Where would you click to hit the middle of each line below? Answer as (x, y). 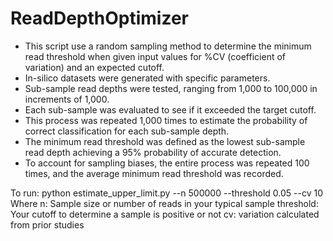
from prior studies (47, 224)
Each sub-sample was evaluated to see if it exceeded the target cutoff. (170, 109)
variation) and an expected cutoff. (94, 67)
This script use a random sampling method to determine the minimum (168, 46)
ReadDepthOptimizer (99, 18)
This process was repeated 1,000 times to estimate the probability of (166, 120)
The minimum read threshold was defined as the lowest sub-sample (165, 141)
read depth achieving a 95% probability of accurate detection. (153, 152)
